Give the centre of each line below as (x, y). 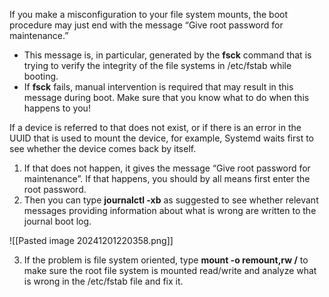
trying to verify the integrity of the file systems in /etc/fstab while (157, 65)
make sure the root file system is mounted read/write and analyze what (170, 270)
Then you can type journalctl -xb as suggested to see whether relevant (171, 200)
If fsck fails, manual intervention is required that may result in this (158, 87)
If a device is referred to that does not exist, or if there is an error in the (155, 127)
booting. (41, 76)
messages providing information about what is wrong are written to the (170, 210)
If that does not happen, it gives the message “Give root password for (167, 168)
